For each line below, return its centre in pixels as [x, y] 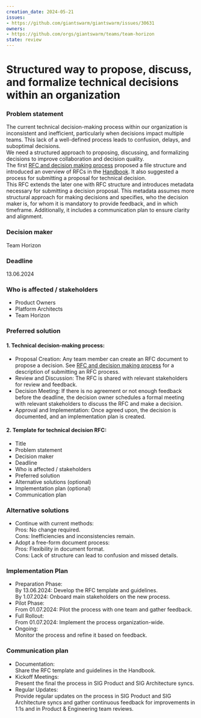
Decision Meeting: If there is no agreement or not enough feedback [98, 391]
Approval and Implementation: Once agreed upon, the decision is [95, 410]
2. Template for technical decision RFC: [57, 430]
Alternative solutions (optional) [53, 481]
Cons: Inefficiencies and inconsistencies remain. [75, 536]
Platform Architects [39, 309]
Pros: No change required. [48, 530]
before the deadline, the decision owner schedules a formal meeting [100, 397]
